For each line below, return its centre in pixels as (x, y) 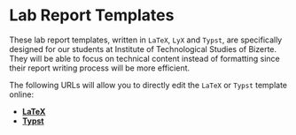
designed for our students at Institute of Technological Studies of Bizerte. (143, 49)
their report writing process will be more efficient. (100, 68)
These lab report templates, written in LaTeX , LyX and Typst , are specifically (146, 40)
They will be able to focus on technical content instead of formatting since (145, 58)
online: (21, 94)
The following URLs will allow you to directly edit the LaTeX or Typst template (148, 85)
